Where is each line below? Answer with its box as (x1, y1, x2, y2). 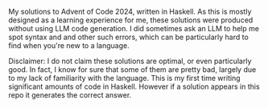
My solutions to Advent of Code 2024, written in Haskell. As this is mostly (8, 7, 252, 16)
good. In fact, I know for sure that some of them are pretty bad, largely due (8, 65, 257, 74)
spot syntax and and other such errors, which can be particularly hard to (8, 32, 249, 42)
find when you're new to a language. (8, 41, 130, 50)
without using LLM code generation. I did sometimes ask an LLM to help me (8, 24, 260, 33)
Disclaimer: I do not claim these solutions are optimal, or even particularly (8, 56, 252, 66)
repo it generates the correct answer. (8, 90, 132, 99)
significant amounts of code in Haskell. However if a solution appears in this (8, 82, 260, 91)
